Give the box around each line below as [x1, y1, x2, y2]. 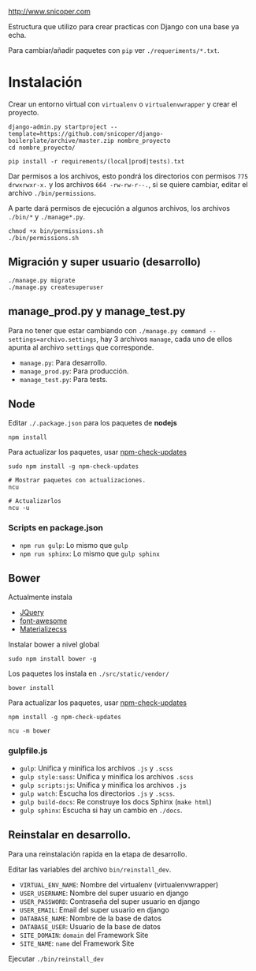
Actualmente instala [8, 592, 72, 602]
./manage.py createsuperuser [8, 283, 104, 291]
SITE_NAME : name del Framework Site [19, 939, 135, 948]
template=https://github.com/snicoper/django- [8, 129, 164, 137]
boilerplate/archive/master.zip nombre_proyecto [8, 137, 171, 144]
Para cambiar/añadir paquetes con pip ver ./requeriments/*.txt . [8, 46, 220, 54]
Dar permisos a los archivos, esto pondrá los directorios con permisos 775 [8, 171, 248, 181]
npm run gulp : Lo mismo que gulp [19, 540, 128, 549]
